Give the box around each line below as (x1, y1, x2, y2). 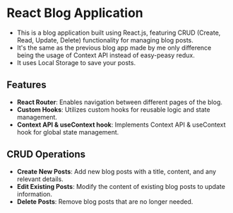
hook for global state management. (16, 127, 119, 136)
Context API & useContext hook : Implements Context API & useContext (16, 120, 227, 129)
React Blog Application (6, 5, 144, 21)
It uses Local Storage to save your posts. (16, 58, 136, 67)
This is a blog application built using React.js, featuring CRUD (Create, (16, 28, 221, 37)
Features (6, 79, 47, 91)
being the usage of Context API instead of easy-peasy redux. (16, 51, 195, 59)
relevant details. (16, 175, 64, 183)
